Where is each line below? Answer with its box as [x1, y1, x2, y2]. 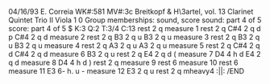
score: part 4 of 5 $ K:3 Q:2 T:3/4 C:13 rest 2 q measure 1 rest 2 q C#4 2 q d [8, 24, 261, 33]
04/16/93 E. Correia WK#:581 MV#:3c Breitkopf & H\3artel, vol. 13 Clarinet [8, 7, 254, 16]
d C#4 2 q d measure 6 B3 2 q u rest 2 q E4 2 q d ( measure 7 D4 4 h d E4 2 [8, 50, 261, 58]
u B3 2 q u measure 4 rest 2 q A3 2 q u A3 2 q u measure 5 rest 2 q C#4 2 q [8, 41, 260, 50]
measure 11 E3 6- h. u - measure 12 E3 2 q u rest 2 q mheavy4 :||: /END [8, 66, 244, 75]
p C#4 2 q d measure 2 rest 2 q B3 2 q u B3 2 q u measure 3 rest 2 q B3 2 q [8, 32, 260, 42]
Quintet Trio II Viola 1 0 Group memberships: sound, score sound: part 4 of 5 [8, 15, 262, 25]
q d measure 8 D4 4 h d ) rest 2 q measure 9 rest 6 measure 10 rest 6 [8, 58, 239, 67]
